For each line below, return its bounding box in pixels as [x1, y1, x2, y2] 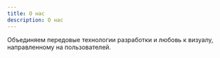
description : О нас [7, 17, 64, 23]
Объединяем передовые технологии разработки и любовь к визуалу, [7, 35, 214, 43]
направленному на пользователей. [7, 43, 111, 51]
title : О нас [7, 10, 45, 17]
